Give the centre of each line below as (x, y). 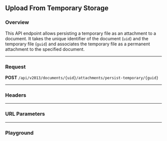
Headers (16, 95)
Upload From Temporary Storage (57, 8)
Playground (19, 133)
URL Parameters (25, 114)
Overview (17, 22)
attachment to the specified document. (45, 49)
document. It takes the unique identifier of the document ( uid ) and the (77, 38)
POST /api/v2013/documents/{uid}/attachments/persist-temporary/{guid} (82, 77)
